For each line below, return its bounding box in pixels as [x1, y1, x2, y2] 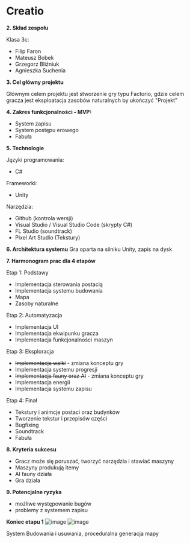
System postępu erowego [14, 126, 79, 133]
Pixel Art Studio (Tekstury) [14, 233, 81, 241]
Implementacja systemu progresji [14, 366, 98, 373]
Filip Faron [14, 47, 41, 55]
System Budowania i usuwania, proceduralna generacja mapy [6, 530, 159, 537]
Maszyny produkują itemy [14, 463, 79, 471]
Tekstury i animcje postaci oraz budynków [14, 408, 120, 416]
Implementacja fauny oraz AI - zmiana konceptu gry [14, 372, 144, 379]
